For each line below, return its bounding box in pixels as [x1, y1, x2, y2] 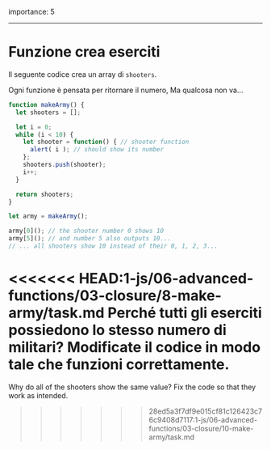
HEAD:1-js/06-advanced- [78, 270, 254, 288]
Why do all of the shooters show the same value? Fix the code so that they [8, 382, 256, 392]
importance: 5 [8, 7, 55, 16]
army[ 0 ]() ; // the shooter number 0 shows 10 [8, 227, 164, 236]
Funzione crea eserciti [8, 43, 161, 62]
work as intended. [8, 390, 69, 400]
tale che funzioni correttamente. [8, 355, 230, 374]
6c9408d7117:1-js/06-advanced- [148, 414, 258, 424]
